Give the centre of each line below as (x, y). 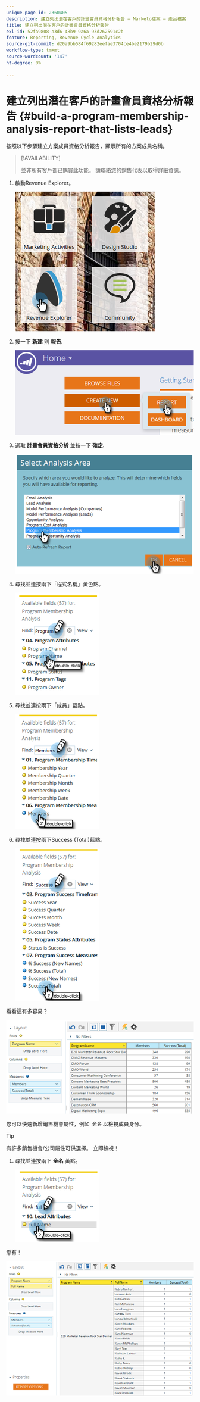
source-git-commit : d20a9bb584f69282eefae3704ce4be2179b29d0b (85, 44)
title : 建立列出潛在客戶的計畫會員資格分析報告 (58, 25)
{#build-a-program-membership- (104, 116)
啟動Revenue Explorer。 (44, 183)
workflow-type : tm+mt (33, 51)
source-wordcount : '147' (37, 57)
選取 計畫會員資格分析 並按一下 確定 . (60, 445)
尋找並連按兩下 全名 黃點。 (48, 1160)
